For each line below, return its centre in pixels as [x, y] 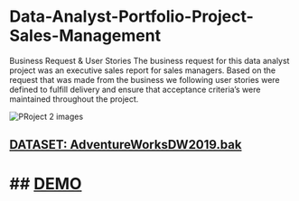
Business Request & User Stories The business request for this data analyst [149, 60]
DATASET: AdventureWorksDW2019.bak [126, 145]
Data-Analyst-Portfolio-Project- [132, 17]
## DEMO [46, 183]
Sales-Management [85, 36]
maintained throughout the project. [74, 99]
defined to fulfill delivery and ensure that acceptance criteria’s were [135, 89]
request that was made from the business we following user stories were [145, 79]
